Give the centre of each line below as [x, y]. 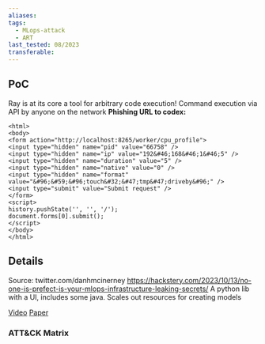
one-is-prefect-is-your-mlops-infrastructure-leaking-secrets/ [108, 289]
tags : [17, 23]
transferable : [32, 52]
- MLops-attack [40, 30]
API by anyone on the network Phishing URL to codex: [97, 112]
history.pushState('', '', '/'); [63, 209]
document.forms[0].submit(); [56, 216]
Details [26, 261]
